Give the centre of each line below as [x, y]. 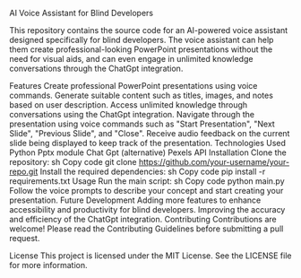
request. [25, 238]
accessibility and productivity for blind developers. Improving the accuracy [147, 209]
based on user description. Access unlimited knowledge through [129, 105]
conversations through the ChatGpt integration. [96, 68]
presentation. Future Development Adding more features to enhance [135, 200]
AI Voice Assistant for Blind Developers [82, 13]
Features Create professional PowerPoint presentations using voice [133, 86]
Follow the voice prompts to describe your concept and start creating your [146, 191]
